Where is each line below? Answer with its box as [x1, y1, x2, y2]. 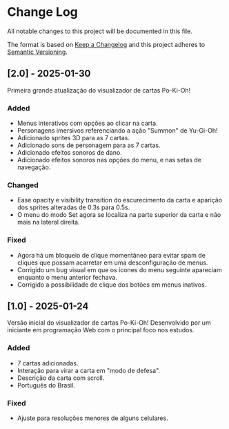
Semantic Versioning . [7, 48, 68, 56]
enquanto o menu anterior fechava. [17, 273, 117, 281]
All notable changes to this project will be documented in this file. [7, 27, 193, 35]
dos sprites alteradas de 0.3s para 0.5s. [17, 203, 130, 211]
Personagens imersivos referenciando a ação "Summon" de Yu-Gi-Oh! [17, 126, 219, 135]
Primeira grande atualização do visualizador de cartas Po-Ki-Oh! [7, 86, 191, 94]
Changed [7, 180, 39, 190]
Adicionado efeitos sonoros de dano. [17, 149, 122, 157]
